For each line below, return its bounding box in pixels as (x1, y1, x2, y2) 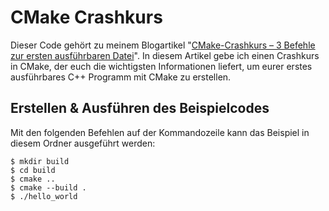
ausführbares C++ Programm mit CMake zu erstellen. (10, 71, 232, 83)
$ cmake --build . (10, 182, 87, 193)
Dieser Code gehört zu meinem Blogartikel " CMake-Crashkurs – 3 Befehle (10, 39, 316, 51)
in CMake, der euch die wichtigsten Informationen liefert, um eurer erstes (10, 60, 313, 72)
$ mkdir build (10, 156, 70, 166)
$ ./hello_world (10, 191, 78, 201)
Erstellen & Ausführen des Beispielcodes (10, 100, 270, 117)
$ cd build (10, 165, 56, 175)
